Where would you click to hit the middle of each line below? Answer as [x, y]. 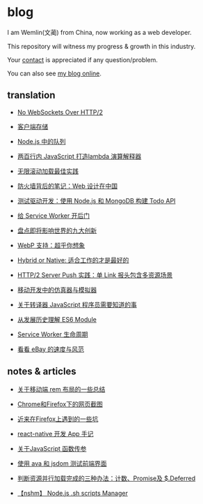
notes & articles [42, 372]
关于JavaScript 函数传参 [52, 448]
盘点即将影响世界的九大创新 [57, 230]
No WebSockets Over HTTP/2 [60, 112]
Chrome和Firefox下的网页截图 [60, 404]
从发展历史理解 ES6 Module [57, 319]
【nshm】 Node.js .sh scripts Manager [73, 493]
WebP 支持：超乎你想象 [51, 245]
